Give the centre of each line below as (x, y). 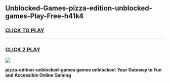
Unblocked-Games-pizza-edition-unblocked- (79, 8)
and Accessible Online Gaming (38, 75)
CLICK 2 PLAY (23, 49)
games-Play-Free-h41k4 (45, 16)
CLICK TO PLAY (25, 31)
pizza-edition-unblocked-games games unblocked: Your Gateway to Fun (83, 69)
